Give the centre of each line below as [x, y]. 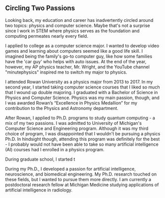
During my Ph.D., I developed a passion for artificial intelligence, [71, 169]
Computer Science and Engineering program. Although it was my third [77, 128]
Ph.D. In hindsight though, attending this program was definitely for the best [82, 139]
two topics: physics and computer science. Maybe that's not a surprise [78, 25]
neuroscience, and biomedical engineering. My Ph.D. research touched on [81, 174]
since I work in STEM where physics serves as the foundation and [72, 31]
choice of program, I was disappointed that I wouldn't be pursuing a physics [83, 133]
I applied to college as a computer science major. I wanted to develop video [82, 46]
